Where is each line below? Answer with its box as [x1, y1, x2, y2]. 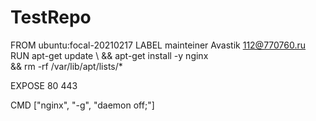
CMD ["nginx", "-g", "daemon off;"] [10, 99, 155, 111]
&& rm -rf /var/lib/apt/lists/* [10, 60, 123, 72]
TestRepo [10, 6, 92, 29]
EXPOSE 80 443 [10, 79, 78, 91]
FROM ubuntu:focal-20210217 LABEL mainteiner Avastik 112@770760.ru [10, 39, 307, 51]
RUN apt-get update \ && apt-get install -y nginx [10, 49, 209, 61]
